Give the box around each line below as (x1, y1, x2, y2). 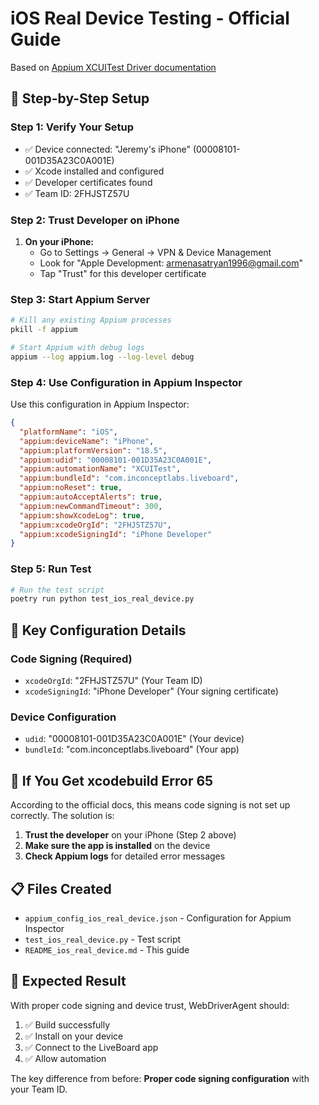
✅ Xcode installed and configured (24, 165, 165, 177)
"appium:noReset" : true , (19, 483, 123, 493)
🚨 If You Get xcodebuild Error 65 (10, 772, 214, 789)
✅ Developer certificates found (24, 176, 153, 188)
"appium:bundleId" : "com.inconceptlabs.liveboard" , (19, 473, 240, 484)
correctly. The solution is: (10, 810, 115, 822)
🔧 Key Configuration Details (10, 622, 187, 639)
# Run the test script (10, 585, 105, 595)
